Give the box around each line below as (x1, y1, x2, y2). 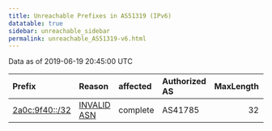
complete (118, 104, 155, 116)
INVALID (79, 99, 111, 111)
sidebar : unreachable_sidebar (8, 27, 111, 35)
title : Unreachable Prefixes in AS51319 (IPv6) (8, 11, 172, 20)
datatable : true (8, 19, 63, 27)
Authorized (161, 76, 206, 87)
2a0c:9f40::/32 (12, 104, 71, 116)
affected (118, 81, 152, 92)
